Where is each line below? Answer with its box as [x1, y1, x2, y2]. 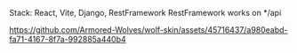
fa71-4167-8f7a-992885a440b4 [9, 34, 126, 44]
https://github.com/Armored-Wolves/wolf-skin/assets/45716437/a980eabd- [9, 25, 288, 34]
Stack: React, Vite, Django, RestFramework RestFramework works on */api [9, 8, 282, 18]
